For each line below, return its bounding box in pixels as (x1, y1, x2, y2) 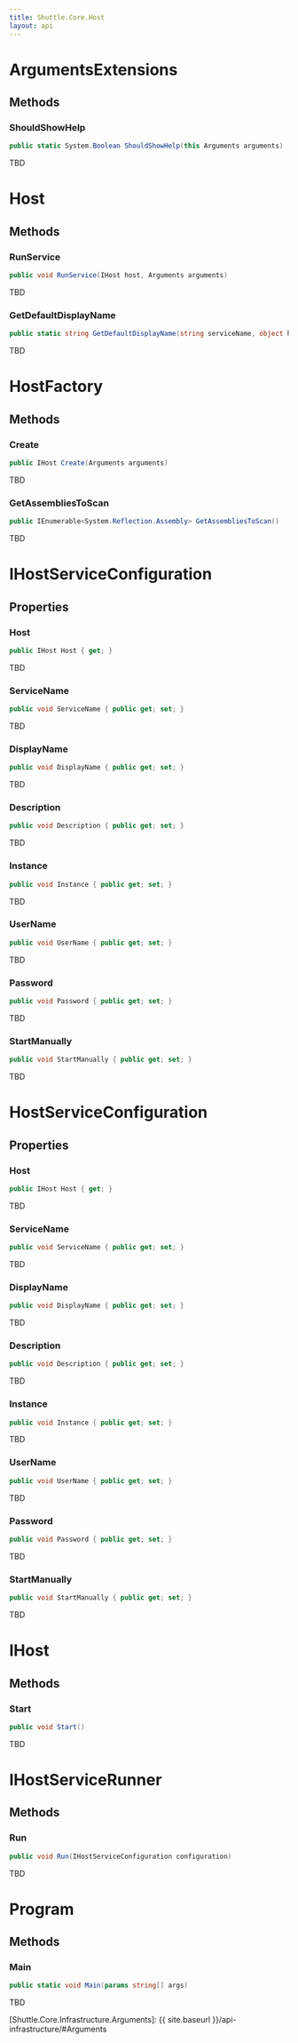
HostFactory (9, 377, 104, 396)
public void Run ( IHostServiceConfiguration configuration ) (9, 1852, 232, 1861)
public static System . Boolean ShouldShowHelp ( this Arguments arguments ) (9, 141, 284, 151)
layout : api (9, 21, 53, 30)
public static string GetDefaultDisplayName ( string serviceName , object (9, 330, 284, 339)
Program (9, 1899, 74, 1919)
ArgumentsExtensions (9, 60, 178, 80)
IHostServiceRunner (9, 1769, 162, 1790)
